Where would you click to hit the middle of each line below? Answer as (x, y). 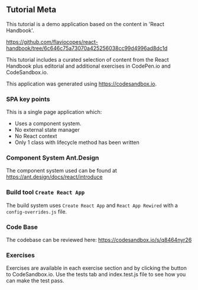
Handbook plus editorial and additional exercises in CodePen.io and (88, 66)
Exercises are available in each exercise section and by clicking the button (97, 268)
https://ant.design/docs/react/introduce (54, 177)
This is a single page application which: (54, 112)
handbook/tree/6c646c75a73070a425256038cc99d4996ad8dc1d (87, 48)
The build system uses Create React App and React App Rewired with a (92, 205)
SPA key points (28, 99)
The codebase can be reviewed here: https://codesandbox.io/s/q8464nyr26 (99, 240)
